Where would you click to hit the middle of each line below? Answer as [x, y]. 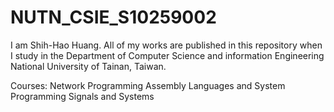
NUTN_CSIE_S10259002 [113, 17]
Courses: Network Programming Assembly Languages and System [148, 85]
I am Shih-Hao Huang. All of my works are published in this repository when [166, 45]
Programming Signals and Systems [82, 96]
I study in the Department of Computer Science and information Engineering [167, 55]
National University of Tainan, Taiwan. [88, 66]
